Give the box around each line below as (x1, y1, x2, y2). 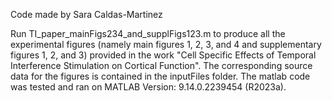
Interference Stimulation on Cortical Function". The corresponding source (10, 60, 313, 71)
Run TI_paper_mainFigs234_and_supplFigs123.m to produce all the (10, 28, 286, 39)
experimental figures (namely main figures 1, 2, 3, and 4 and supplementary (10, 39, 322, 50)
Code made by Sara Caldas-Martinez (10, 9, 163, 20)
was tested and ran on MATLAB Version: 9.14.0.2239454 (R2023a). (10, 81, 287, 93)
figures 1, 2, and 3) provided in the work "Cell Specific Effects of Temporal (10, 49, 317, 61)
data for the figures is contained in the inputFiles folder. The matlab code (10, 70, 311, 82)
